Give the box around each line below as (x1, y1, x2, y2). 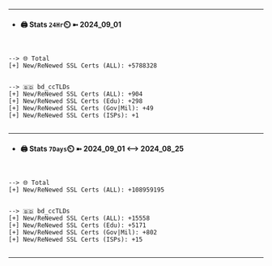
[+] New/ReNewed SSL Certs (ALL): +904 (8, 90, 143, 98)
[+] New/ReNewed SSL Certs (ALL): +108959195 (8, 186, 164, 195)
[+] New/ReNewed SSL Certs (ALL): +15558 (8, 214, 151, 223)
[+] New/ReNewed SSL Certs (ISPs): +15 (8, 236, 143, 244)
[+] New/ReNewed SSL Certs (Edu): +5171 (8, 221, 147, 230)
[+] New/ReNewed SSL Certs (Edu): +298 (8, 97, 143, 105)
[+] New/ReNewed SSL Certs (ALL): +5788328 (8, 62, 158, 70)
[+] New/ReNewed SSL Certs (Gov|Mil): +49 (8, 105, 154, 113)
